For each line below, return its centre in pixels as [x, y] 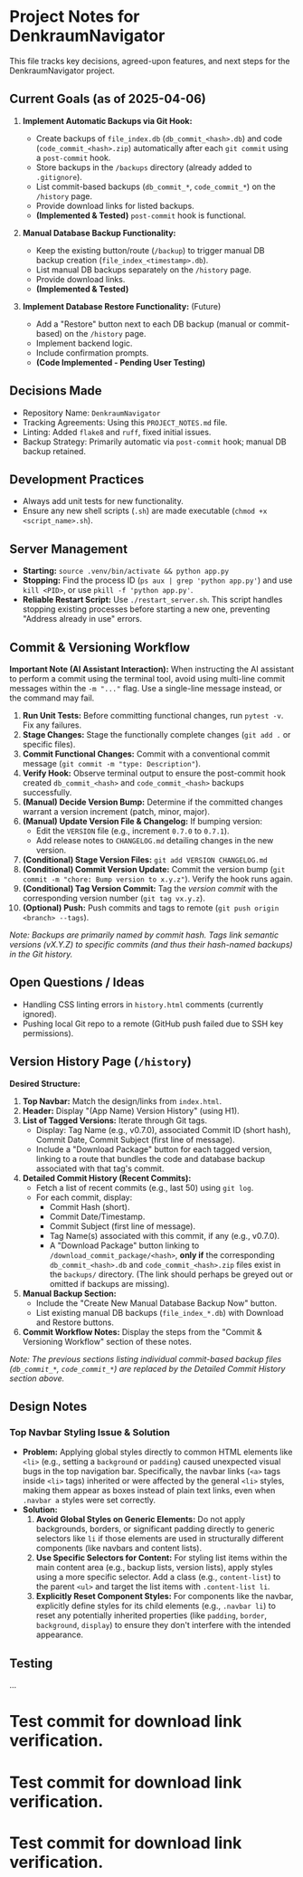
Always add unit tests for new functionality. [103, 501]
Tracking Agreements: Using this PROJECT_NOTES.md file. [125, 422]
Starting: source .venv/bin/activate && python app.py [126, 571]
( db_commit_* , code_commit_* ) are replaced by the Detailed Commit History [147, 1368]
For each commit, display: [84, 1197]
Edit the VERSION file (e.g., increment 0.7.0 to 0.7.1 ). [133, 831]
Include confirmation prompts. [92, 353]
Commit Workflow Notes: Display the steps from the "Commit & [142, 1331]
